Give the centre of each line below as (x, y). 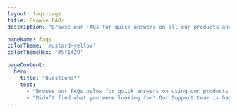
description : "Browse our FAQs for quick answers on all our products (113, 27)
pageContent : (26, 65)
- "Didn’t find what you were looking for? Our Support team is (122, 98)
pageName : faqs (30, 39)
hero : (22, 71)
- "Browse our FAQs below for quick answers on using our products (127, 91)
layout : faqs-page (34, 14)
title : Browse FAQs (36, 20)
